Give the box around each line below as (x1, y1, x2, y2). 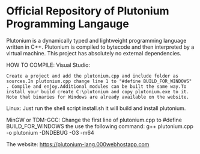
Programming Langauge (6, 17, 129, 31)
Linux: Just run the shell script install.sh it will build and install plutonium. (6, 104, 186, 112)
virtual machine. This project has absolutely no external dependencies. (6, 49, 181, 57)
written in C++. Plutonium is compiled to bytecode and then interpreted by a (6, 43, 195, 51)
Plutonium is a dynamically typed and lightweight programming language (6, 37, 187, 44)
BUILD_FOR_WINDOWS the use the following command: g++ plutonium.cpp (6, 122, 194, 130)
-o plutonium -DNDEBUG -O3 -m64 (6, 129, 94, 136)
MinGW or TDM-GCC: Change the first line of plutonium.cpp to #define (6, 116, 182, 123)
